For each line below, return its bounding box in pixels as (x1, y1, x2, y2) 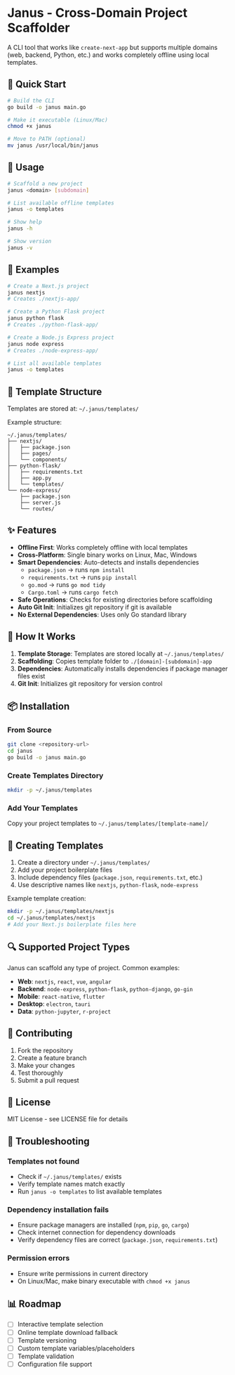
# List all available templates (7, 360, 102, 367)
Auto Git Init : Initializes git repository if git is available (17, 602, 172, 611)
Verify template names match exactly (17, 1180, 125, 1189)
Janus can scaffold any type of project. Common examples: (7, 963, 180, 971)
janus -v (7, 244, 33, 251)
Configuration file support (17, 1360, 93, 1368)
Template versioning (17, 1336, 77, 1344)
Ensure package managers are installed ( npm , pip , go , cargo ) (17, 1221, 189, 1229)
